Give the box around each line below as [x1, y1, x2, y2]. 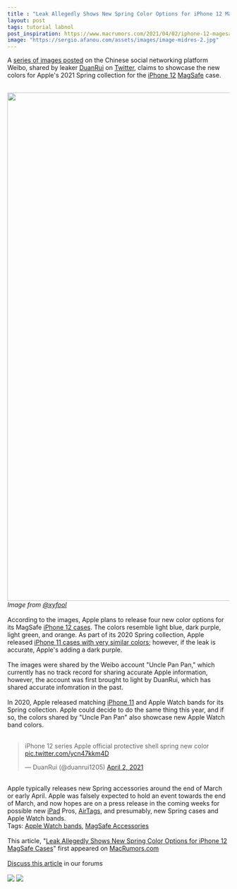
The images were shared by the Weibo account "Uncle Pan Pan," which [7, 661, 215, 669]
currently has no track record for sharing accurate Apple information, [7, 668, 208, 676]
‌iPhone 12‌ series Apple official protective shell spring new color [24, 742, 209, 751]
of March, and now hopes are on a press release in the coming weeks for [7, 799, 220, 808]
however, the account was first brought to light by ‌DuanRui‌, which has [7, 676, 212, 684]
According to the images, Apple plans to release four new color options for [7, 616, 224, 624]
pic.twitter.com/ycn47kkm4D [24, 749, 109, 758]
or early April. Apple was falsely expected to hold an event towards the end [7, 792, 226, 800]
